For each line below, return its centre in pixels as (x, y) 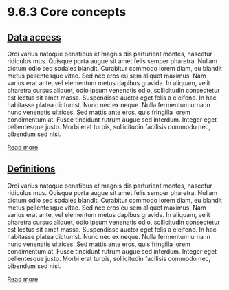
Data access (34, 37)
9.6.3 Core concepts (67, 12)
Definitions (31, 169)
